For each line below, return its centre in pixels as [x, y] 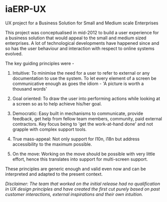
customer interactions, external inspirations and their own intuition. [74, 194]
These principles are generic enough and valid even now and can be [76, 169]
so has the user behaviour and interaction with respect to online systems [80, 48]
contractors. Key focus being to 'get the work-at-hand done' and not [83, 124]
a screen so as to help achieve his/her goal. [57, 103]
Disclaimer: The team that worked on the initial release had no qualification [83, 184]
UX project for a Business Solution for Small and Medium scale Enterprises [82, 23]
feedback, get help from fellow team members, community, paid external [87, 118]
